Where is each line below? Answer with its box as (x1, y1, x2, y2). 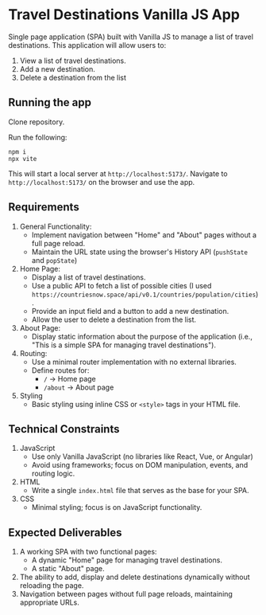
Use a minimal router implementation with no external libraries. (31, 357, 237, 366)
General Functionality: (19, 221, 92, 231)
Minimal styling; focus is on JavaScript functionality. (31, 503, 202, 512)
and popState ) (31, 255, 78, 264)
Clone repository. (8, 117, 65, 127)
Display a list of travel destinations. (31, 272, 146, 282)
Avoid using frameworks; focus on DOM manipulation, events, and (31, 460, 249, 470)
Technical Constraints (8, 422, 120, 436)
